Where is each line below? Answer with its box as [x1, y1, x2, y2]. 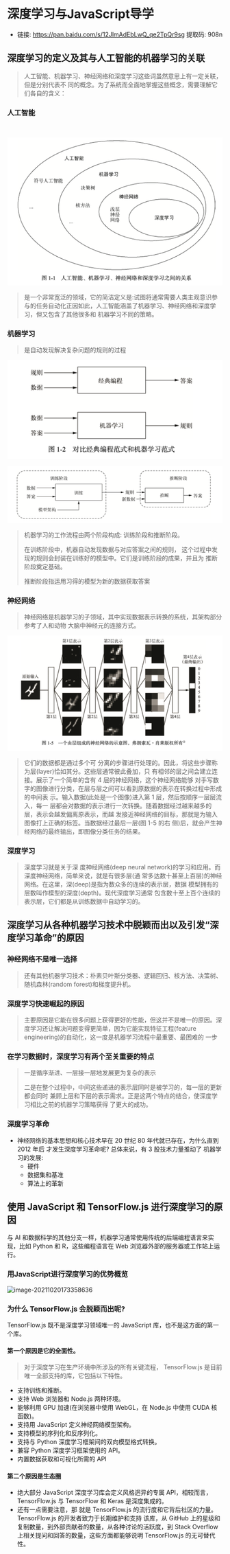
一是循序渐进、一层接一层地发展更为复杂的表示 [23, 1069, 156, 1077]
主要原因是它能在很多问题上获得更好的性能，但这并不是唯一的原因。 [23, 1016, 216, 1024]
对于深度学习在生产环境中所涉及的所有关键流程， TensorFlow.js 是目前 [23, 1363, 222, 1371]
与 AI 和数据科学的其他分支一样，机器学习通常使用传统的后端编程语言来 [7, 1233, 209, 1242]
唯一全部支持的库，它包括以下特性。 [23, 1371, 127, 1380]
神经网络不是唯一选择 [7, 955, 77, 964]
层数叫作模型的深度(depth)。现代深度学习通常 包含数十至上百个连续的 [23, 889, 221, 897]
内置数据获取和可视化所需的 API [16, 1455, 107, 1463]
